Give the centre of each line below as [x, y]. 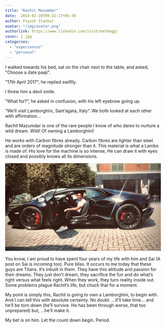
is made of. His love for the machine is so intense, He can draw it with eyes [81, 151]
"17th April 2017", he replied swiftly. [41, 82]
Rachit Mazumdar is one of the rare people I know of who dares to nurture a [82, 125]
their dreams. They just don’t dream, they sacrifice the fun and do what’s [79, 274]
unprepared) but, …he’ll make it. [38, 311]
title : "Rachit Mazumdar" [32, 10]
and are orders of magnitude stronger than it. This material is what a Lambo [82, 146]
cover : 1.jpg [19, 37]
